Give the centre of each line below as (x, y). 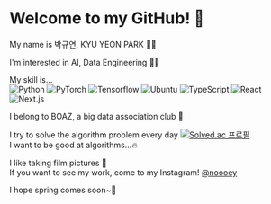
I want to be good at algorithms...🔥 (73, 145)
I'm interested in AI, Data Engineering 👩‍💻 (85, 62)
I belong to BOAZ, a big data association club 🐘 (96, 116)
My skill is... (31, 79)
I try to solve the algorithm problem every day (94, 135)
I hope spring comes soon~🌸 (63, 190)
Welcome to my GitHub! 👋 (107, 18)
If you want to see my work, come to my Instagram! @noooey (123, 172)
